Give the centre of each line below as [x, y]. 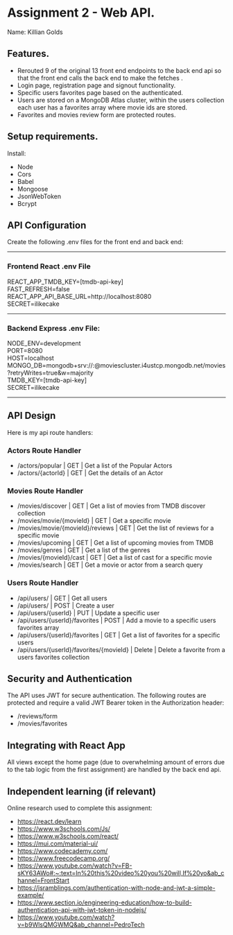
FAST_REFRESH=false [39, 289]
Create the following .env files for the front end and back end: [95, 242]
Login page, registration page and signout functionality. [96, 85]
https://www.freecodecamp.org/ [63, 859]
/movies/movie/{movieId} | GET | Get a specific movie [94, 521]
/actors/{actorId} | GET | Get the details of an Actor [90, 473]
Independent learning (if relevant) [81, 791]
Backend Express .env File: [54, 328]
